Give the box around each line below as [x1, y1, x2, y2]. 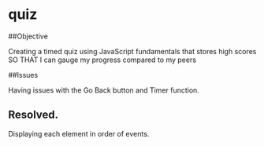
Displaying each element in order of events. [8, 129, 150, 138]
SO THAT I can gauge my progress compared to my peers [8, 55, 197, 64]
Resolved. [8, 108, 59, 122]
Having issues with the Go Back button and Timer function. [8, 85, 199, 95]
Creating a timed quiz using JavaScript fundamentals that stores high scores [8, 46, 257, 56]
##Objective [8, 31, 49, 41]
